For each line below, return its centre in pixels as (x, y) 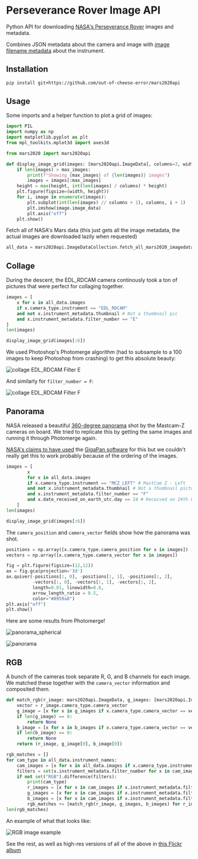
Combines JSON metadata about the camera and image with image (88, 44)
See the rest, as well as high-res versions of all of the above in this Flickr (94, 844)
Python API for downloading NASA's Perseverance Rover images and (90, 27)
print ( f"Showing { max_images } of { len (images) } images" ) (98, 175)
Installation (27, 69)
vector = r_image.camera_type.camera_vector (72, 705)
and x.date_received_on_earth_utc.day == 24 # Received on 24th (108, 500)
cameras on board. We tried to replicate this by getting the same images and (99, 431)
